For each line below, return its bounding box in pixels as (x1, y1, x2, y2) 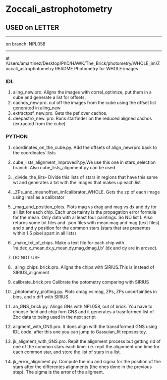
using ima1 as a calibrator (12, 194, 65, 200)
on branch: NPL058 (5, 41, 46, 47)
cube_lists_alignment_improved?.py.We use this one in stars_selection (12, 159, 156, 165)
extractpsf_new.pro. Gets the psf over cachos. (12, 110, 108, 116)
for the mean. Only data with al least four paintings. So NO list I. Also (12, 214, 153, 220)
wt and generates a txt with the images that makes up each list (12, 179, 141, 185)
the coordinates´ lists (12, 149, 56, 155)
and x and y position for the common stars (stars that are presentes (12, 225, 151, 231)
